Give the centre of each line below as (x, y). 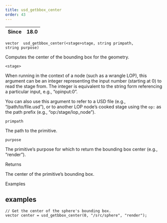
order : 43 (16, 15)
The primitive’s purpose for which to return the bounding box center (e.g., (81, 149)
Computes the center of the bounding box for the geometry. (67, 57)
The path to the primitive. (31, 130)
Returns (13, 164)
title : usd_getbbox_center (33, 10)
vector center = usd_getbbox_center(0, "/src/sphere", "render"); (76, 215)
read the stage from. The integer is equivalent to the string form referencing (84, 86)
